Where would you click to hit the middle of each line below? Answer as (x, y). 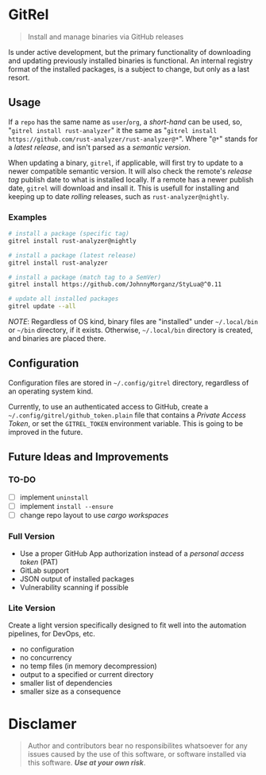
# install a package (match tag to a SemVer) (85, 277)
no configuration (47, 649)
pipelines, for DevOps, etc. (52, 634)
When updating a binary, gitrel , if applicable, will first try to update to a (126, 162)
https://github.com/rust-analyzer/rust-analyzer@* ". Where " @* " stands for (133, 139)
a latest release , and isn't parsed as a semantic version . (100, 147)
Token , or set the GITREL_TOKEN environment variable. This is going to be (126, 423)
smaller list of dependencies (66, 683)
